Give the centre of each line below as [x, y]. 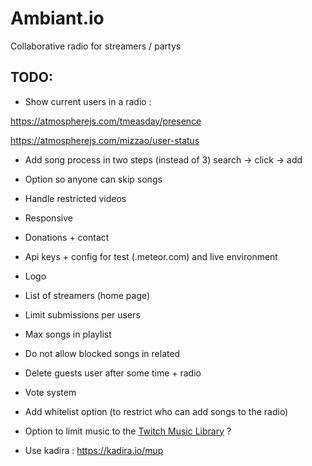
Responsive [48, 218]
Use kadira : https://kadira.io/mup [94, 450]
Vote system [50, 392]
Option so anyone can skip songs [93, 179]
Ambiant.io [57, 18]
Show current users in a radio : [88, 101]
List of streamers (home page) [87, 295]
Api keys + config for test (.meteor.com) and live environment [151, 256]
